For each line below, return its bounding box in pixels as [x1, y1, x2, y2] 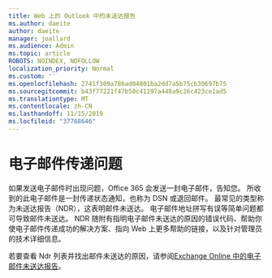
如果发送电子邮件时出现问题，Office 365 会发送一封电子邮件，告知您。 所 [8, 183, 254, 193]
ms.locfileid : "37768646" [8, 118, 96, 126]
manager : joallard [8, 34, 71, 43]
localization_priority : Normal [8, 65, 114, 73]
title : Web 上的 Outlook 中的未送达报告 [8, 11, 136, 20]
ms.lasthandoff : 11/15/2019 [8, 110, 104, 118]
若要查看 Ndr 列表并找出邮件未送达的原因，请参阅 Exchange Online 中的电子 [8, 250, 261, 260]
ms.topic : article [8, 49, 71, 58]
